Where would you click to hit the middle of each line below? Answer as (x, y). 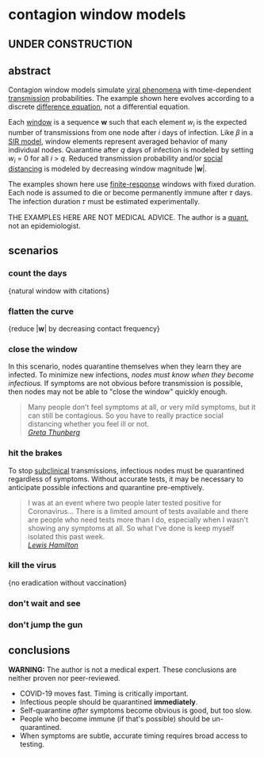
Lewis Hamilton (53, 545)
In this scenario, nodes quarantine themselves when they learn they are (125, 366)
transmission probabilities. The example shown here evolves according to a (131, 98)
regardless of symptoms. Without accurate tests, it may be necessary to (126, 479)
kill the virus (33, 566)
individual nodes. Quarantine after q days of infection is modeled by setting (131, 150)
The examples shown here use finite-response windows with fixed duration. (132, 183)
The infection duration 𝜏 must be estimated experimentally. (104, 201)
